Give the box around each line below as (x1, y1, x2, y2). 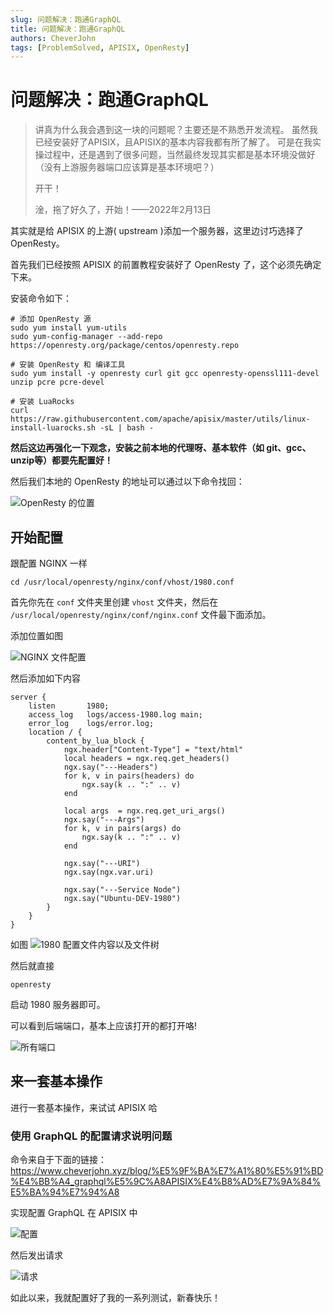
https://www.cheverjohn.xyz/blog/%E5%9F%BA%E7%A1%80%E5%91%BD (10, 1165, 324, 1177)
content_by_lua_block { (46, 736, 145, 746)
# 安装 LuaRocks (10, 397, 75, 407)
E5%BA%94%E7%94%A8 (10, 1186, 120, 1198)
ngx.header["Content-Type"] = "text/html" (63, 745, 244, 755)
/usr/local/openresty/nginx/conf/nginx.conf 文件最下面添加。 (10, 609, 272, 620)
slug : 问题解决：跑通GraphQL (10, 14, 122, 25)
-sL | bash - (99, 423, 155, 433)
